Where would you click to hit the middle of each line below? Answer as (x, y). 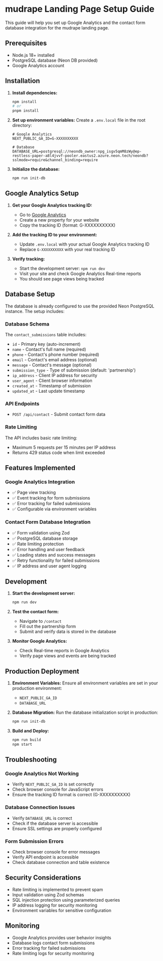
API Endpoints (22, 404)
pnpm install (25, 111)
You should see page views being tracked (62, 278)
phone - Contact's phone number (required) (56, 354)
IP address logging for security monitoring (55, 905)
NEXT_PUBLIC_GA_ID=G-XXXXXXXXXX (45, 139)
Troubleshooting (31, 760)
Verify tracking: (28, 259)
